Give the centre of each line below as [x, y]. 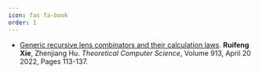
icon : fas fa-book [38, 15]
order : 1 [22, 23]
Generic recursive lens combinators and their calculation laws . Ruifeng [134, 44]
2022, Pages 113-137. [54, 61]
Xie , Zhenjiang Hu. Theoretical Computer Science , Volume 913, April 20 [135, 53]
